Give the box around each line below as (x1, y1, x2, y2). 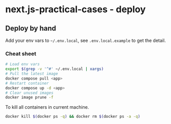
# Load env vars (5, 62, 40, 67)
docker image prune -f (5, 95, 54, 100)
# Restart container (5, 81, 50, 86)
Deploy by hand (5, 24, 56, 33)
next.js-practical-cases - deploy (5, 4, 146, 15)
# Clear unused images (5, 90, 54, 95)
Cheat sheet (5, 50, 37, 57)
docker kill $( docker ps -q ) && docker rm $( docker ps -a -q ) (5, 114, 140, 119)
